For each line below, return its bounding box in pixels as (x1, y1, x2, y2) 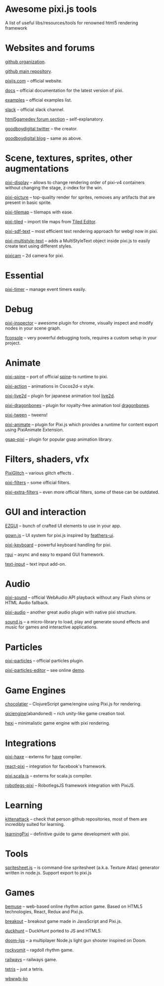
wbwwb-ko (5, 976, 28, 982)
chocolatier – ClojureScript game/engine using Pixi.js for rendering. (5, 701, 142, 707)
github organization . (5, 58, 46, 65)
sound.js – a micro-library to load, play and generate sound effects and (5, 619, 150, 625)
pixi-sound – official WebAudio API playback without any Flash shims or (5, 594, 151, 601)
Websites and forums (5, 42, 95, 54)
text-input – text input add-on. (5, 561, 66, 567)
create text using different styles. (5, 243, 73, 249)
